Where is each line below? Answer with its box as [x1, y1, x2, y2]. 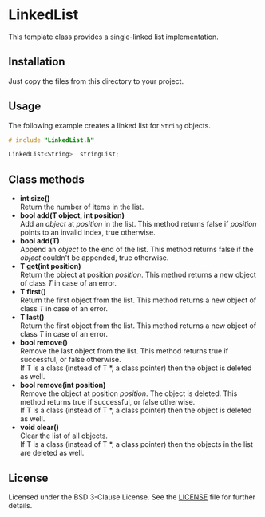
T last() [19, 313, 45, 322]
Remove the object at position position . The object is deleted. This [19, 389, 238, 398]
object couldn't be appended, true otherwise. [19, 253, 169, 262]
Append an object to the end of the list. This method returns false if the [19, 245, 254, 255]
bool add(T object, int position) [19, 211, 125, 220]
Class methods [8, 172, 85, 186]
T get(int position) [19, 262, 81, 271]
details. [8, 500, 33, 510]
